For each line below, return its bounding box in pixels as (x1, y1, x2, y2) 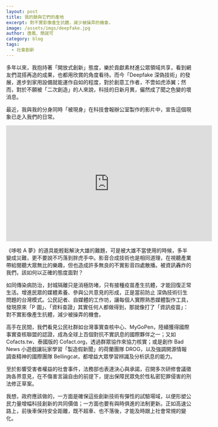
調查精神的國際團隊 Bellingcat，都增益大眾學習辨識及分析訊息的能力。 (6, 353, 176, 360)
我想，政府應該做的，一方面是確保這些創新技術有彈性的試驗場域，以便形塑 (6, 392, 186, 399)
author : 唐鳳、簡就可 (6, 31, 54, 37)
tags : (6, 42, 19, 48)
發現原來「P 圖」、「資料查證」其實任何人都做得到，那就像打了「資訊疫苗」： (6, 303, 189, 310)
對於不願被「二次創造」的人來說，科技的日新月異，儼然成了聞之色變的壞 (16, 86, 192, 93)
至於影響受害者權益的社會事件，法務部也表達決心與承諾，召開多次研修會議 (6, 365, 186, 372)
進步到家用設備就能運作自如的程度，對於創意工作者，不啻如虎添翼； (16, 78, 181, 85)
